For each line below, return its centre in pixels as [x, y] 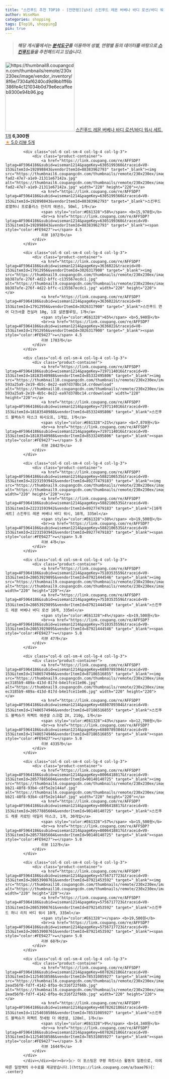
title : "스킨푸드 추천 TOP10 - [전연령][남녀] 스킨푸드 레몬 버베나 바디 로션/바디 [81, 10]
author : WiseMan [22, 15]
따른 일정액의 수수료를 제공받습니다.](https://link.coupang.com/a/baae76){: [80, 1067]
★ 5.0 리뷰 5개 [20, 142]
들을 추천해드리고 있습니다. [56, 51]
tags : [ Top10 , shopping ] [31, 24]
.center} [14, 1072]
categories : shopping [28, 19]
